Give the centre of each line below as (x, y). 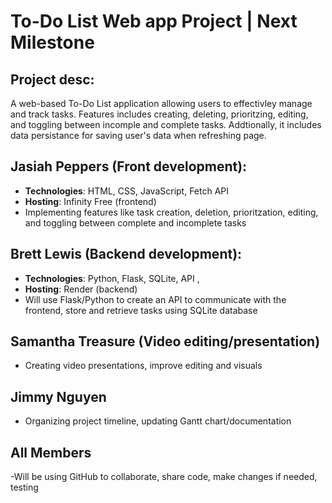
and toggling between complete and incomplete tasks (135, 222)
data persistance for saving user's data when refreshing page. (138, 135)
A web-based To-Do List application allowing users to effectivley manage (161, 103)
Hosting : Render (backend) (81, 289)
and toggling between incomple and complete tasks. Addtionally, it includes (166, 124)
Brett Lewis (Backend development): (126, 254)
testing (24, 487)
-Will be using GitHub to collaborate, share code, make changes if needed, (164, 477)
